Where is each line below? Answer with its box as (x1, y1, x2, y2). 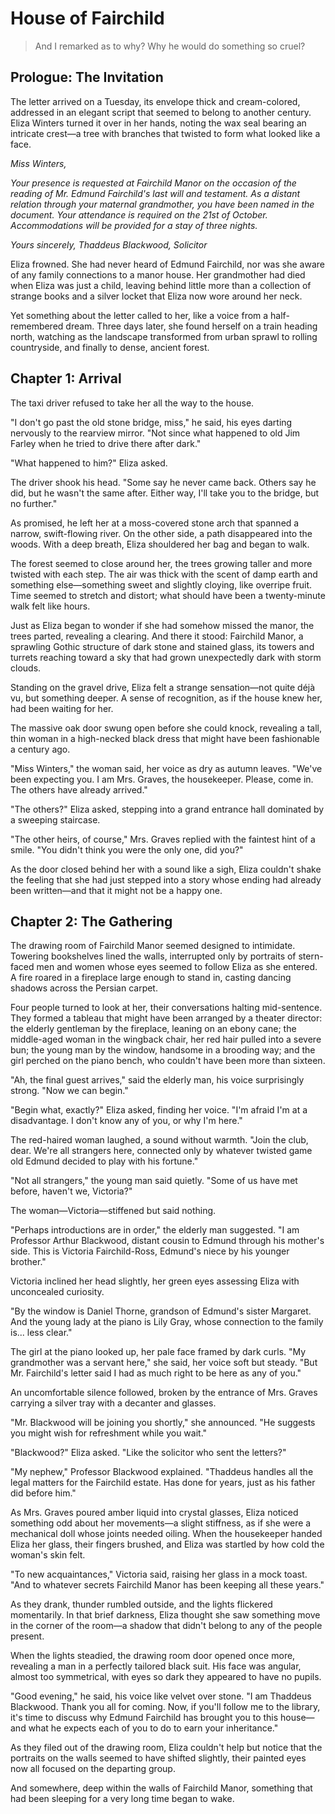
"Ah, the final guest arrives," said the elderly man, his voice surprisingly (10, 1074, 305, 1086)
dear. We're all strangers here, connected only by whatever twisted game (10, 1145, 313, 1157)
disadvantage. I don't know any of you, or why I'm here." (10, 1115, 243, 1127)
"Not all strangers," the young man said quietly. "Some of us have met (10, 1175, 298, 1187)
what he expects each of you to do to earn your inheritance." (28, 1722, 279, 1734)
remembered (10, 320, 64, 332)
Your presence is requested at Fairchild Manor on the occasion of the (10, 177, 297, 189)
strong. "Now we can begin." (10, 1085, 129, 1097)
